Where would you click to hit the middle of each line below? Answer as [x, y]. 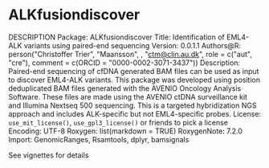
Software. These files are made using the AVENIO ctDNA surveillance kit [128, 96]
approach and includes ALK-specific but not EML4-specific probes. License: [135, 113]
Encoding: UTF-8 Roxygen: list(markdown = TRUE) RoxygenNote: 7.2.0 [125, 131]
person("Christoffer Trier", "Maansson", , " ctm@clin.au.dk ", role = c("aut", [130, 54]
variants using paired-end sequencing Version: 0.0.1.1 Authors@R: [132, 45]
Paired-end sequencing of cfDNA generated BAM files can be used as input [134, 71]
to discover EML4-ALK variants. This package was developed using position [134, 80]
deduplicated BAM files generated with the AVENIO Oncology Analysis [125, 88]
